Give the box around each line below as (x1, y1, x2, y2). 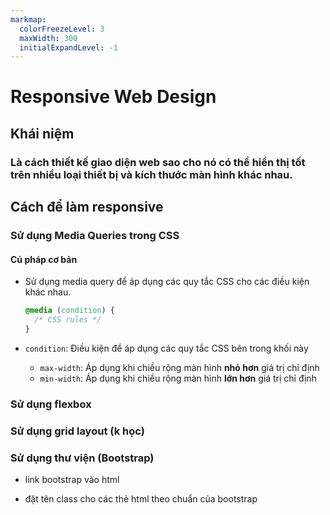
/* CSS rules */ (34, 315, 102, 325)
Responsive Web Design (10, 86, 217, 108)
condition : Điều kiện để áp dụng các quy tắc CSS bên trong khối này (24, 342, 309, 354)
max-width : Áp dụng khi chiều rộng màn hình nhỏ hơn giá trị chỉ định (39, 361, 320, 373)
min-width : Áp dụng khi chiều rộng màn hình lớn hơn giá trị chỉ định (39, 372, 317, 384)
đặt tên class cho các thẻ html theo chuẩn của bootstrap (24, 493, 258, 505)
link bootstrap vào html (24, 474, 120, 486)
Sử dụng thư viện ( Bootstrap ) (10, 451, 155, 465)
